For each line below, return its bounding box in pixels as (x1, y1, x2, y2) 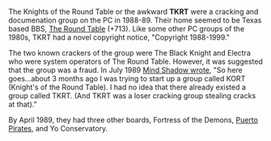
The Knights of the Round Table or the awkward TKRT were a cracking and (8, 7, 259, 16)
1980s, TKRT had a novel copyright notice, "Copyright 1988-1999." (8, 32, 231, 42)
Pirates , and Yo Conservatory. (8, 124, 108, 133)
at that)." (8, 100, 38, 109)
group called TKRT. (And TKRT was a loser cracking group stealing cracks (8, 91, 256, 100)
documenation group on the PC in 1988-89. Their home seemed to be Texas (8, 15, 262, 25)
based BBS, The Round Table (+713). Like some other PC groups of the (8, 24, 245, 33)
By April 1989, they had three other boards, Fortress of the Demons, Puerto (8, 115, 259, 124)
